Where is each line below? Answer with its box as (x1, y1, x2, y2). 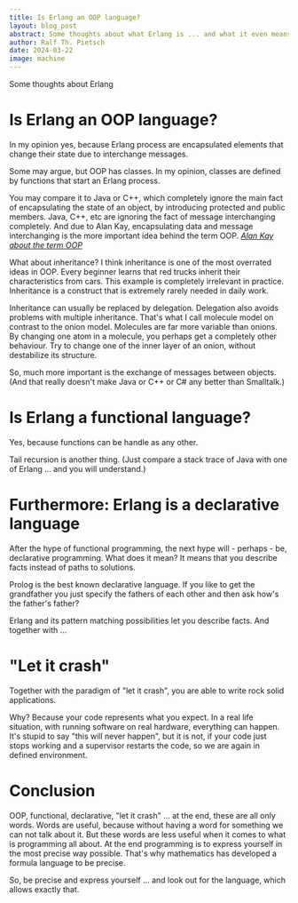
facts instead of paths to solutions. (9, 562, 136, 572)
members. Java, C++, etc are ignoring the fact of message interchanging (9, 211, 276, 222)
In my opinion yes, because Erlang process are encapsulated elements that (9, 139, 284, 149)
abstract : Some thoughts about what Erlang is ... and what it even (9, 29, 268, 38)
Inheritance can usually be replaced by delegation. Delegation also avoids (9, 302, 279, 313)
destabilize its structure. (9, 349, 98, 360)
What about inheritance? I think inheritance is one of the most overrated (9, 257, 272, 268)
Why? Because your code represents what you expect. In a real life (9, 712, 255, 723)
